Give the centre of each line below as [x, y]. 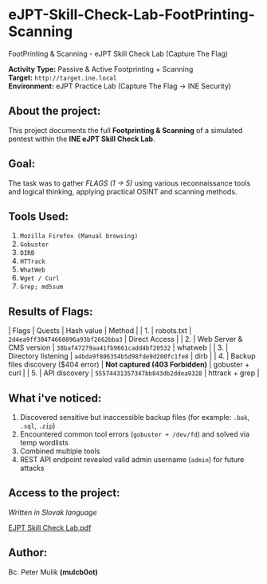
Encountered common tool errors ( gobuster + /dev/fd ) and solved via [134, 434]
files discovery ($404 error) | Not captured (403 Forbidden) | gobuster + [129, 365]
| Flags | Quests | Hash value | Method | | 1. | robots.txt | [100, 331]
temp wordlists [44, 443]
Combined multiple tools [60, 451]
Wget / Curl [39, 279]
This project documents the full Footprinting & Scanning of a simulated [126, 130]
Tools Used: [39, 216]
